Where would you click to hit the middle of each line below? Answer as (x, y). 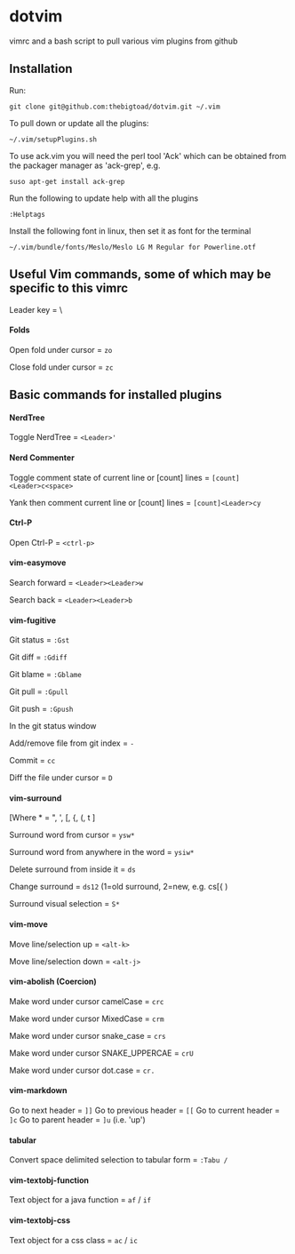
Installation (41, 69)
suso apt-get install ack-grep (67, 181)
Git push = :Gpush (41, 709)
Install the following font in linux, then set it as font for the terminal (130, 231)
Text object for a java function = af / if (80, 1200)
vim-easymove (38, 563)
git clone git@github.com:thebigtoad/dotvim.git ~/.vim (115, 107)
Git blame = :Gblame (45, 675)
